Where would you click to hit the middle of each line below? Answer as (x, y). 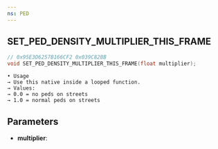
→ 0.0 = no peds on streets (48, 95)
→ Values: (21, 88)
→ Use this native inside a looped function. (74, 82)
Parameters (33, 121)
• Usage (18, 77)
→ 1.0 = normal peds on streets (54, 101)
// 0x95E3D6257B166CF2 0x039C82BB (57, 57)
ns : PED (18, 13)
